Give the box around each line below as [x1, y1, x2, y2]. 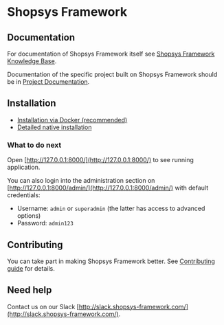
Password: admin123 [16, 219, 74, 227]
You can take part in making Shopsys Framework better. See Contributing [7, 257, 215, 265]
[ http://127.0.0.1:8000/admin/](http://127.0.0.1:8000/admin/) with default [7, 183, 209, 192]
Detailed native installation [16, 123, 92, 131]
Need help [7, 284, 52, 296]
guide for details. [7, 264, 55, 272]
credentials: [7, 191, 41, 199]
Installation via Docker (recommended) [16, 115, 128, 124]
